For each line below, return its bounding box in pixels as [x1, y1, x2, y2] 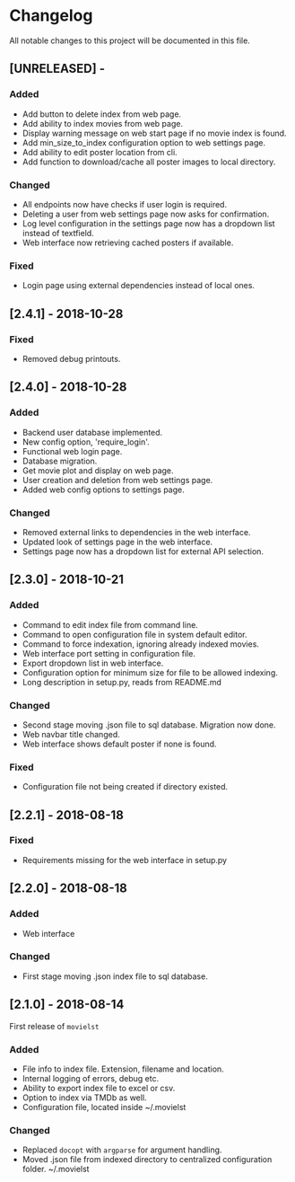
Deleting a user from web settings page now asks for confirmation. [22, 208, 270, 219]
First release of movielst [9, 1020, 100, 1031]
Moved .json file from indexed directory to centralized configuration [22, 1154, 273, 1165]
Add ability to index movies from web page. [22, 118, 184, 128]
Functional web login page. [22, 445, 123, 456]
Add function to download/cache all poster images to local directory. [22, 156, 276, 167]
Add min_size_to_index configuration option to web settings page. [22, 137, 266, 148]
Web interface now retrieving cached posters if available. [22, 237, 234, 248]
